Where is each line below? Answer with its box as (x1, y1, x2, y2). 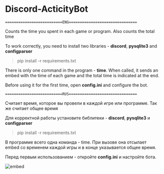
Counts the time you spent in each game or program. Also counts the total (5, 28, 155, 34)
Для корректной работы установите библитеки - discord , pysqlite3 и (5, 115, 150, 121)
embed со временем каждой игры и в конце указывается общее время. (5, 144, 157, 150)
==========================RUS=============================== (5, 91, 137, 96)
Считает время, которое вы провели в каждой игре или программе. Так (5, 100, 157, 106)
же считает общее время (5, 105, 58, 111)
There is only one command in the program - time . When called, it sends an (5, 67, 159, 73)
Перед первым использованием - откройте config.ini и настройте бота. (5, 154, 157, 160)
